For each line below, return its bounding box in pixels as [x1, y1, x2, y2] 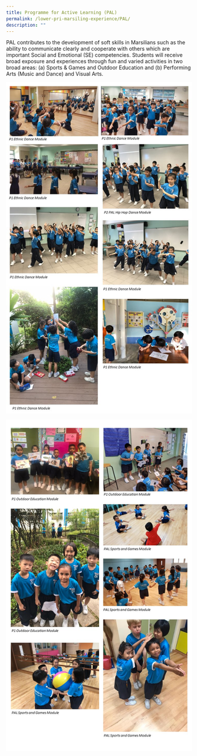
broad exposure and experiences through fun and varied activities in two [6, 58, 183, 65]
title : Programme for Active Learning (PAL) [6, 9, 117, 15]
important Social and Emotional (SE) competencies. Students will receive [6, 51, 183, 59]
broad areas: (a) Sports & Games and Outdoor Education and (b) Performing [6, 64, 191, 71]
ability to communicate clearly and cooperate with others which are [6, 45, 170, 53]
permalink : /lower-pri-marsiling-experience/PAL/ [6, 15, 131, 22]
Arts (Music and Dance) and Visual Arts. [6, 70, 104, 77]
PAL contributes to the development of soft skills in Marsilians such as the [6, 39, 186, 46]
